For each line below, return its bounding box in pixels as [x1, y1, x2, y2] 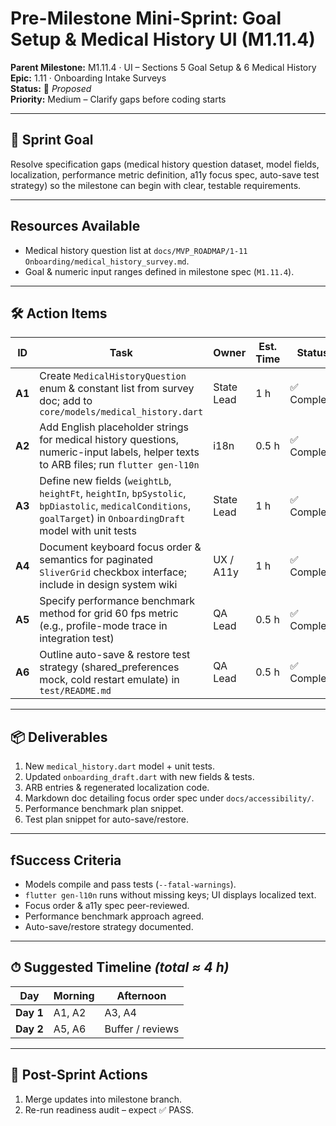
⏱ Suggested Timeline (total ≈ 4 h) [10, 959, 230, 976]
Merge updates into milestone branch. [24, 1093, 183, 1105]
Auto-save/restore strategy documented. [24, 921, 194, 932]
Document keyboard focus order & [39, 540, 202, 554]
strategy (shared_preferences [39, 660, 180, 674]
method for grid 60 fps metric [39, 607, 179, 621]
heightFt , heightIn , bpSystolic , [39, 487, 187, 501]
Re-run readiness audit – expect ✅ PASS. [24, 1103, 194, 1116]
